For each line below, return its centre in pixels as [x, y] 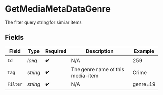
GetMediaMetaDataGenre [58, 9]
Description [99, 51]
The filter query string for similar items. [44, 22]
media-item [85, 75]
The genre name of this [98, 69]
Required [56, 51]
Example [144, 51]
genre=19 [144, 84]
